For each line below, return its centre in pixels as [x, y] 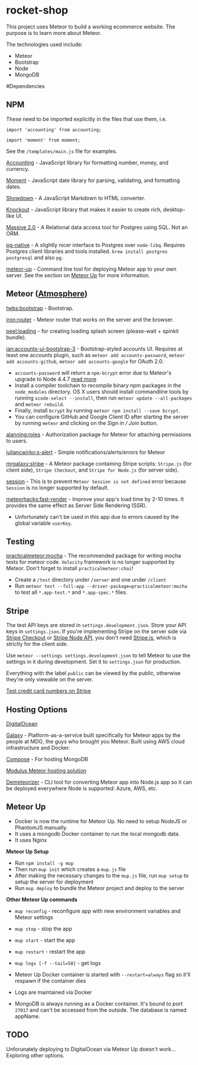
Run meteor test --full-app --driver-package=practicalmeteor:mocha [101, 586]
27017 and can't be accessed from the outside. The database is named [100, 1010]
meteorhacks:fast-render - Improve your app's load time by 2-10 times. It [95, 499]
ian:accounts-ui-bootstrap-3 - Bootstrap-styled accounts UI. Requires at [95, 349]
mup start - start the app [45, 940]
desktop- [174, 209]
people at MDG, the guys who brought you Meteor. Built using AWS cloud [95, 741]
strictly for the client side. [37, 644]
